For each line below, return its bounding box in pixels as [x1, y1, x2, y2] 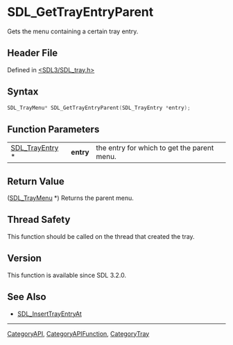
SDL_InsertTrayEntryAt [17, 310, 82, 318]
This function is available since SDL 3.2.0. [7, 271, 127, 279]
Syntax [7, 86, 39, 98]
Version [7, 253, 42, 264]
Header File [7, 47, 58, 59]
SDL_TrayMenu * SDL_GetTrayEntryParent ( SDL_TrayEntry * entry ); [7, 104, 191, 111]
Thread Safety [7, 214, 71, 226]
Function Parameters [7, 123, 100, 135]
